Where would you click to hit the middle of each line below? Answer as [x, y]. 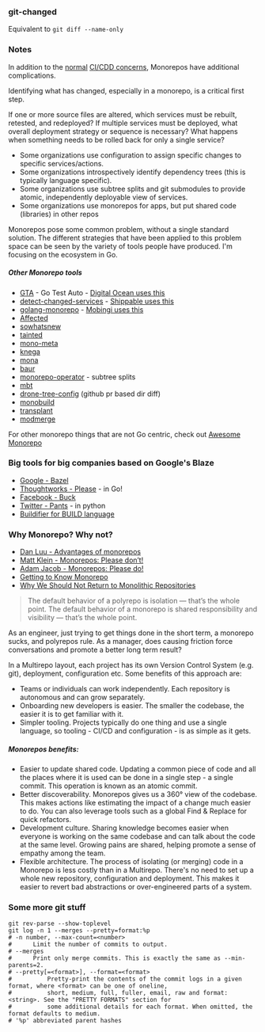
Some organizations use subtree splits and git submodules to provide [132, 189]
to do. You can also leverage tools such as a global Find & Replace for [133, 811]
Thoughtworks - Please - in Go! [71, 489]
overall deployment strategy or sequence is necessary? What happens [123, 131]
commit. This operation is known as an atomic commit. [108, 786]
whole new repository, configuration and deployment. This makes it [129, 878]
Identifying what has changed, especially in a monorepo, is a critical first [126, 90]
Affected [34, 318]
